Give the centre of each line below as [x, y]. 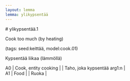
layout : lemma [20, 10]
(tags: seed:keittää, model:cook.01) [42, 48]
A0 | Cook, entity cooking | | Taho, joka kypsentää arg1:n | [65, 68]
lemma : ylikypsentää [27, 15]
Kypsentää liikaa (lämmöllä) [34, 58]
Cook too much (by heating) [35, 39]
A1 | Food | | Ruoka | [26, 73]
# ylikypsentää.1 [22, 29]
